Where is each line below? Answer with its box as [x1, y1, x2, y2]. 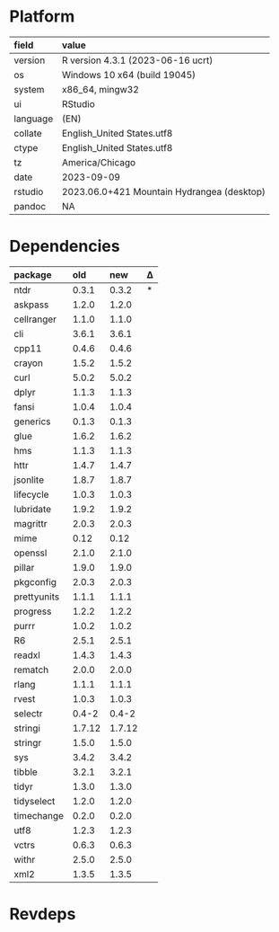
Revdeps [9, 904, 76, 925]
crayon [13, 357, 43, 369]
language [13, 112, 54, 125]
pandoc [13, 200, 47, 212]
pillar [13, 561, 35, 573]
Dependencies [9, 236, 120, 257]
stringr [13, 736, 42, 749]
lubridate [13, 502, 52, 515]
